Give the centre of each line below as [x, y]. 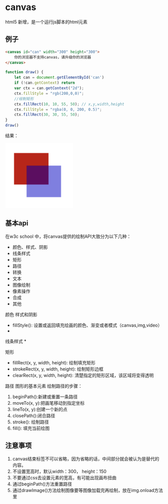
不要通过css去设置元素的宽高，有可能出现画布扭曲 [64, 477]
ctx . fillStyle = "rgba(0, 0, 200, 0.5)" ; [58, 109]
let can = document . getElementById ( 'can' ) [59, 78]
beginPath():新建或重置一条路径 [45, 397]
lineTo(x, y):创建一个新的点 [40, 409]
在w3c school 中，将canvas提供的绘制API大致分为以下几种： [68, 236]
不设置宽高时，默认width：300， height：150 [59, 471]
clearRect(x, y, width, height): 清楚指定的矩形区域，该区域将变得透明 [83, 375]
